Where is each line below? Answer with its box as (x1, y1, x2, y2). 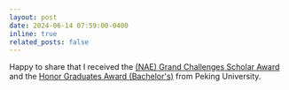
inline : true (9, 29, 58, 38)
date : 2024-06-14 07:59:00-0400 (9, 21, 129, 30)
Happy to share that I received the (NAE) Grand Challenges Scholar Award (9, 62, 280, 72)
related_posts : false (9, 37, 90, 47)
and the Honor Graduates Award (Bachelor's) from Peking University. (9, 71, 262, 82)
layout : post (9, 12, 58, 22)
